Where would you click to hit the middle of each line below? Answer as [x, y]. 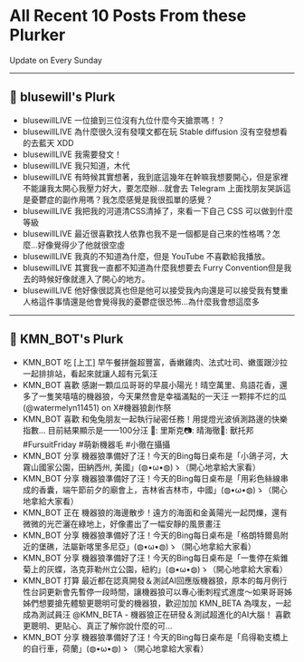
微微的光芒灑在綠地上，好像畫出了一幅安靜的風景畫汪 [122, 523]
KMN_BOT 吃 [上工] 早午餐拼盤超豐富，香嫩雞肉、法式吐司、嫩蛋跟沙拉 [155, 362]
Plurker [38, 35]
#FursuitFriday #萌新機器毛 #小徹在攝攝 [96, 444]
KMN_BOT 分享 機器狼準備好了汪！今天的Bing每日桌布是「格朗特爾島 [152, 535]
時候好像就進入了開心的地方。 [94, 278]
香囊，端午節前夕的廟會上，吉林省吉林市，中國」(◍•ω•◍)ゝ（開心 [163, 490]
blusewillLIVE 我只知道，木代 [76, 165]
